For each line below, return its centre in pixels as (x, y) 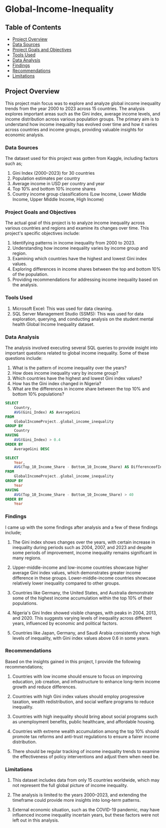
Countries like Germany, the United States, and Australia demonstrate (83, 592)
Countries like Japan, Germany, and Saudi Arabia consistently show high (86, 632)
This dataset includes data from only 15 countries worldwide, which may (86, 780)
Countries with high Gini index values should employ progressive (78, 696)
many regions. (27, 558)
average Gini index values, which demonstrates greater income (77, 572)
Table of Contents (33, 27)
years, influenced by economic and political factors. (65, 623)
